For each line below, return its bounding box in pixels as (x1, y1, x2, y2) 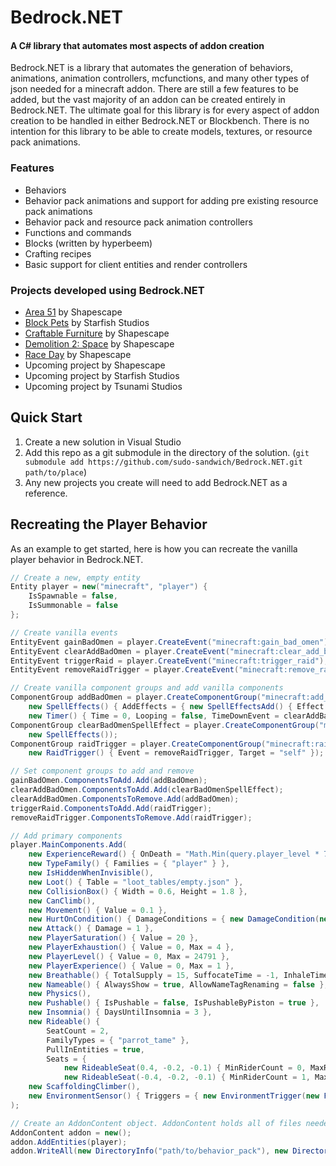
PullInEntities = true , (46, 1044, 145, 1055)
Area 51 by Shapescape (24, 306, 123, 318)
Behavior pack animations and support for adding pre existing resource (24, 194, 319, 206)
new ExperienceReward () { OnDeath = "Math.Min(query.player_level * (28, 849, 320, 860)
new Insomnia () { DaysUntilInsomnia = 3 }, (28, 1007, 213, 1018)
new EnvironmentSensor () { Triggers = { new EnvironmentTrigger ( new (28, 1091, 320, 1101)
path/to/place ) (24, 466, 87, 478)
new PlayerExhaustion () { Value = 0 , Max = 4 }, (28, 942, 235, 953)
